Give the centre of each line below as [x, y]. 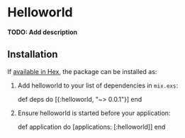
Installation [33, 54]
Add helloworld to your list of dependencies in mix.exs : [98, 85]
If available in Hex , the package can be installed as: [82, 71]
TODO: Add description [43, 32]
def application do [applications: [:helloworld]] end [91, 127]
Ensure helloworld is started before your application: [94, 113]
